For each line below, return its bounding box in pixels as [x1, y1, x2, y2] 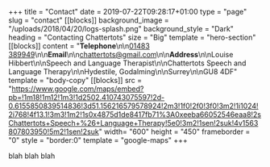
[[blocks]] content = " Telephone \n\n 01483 [8, 41, 151, 51]
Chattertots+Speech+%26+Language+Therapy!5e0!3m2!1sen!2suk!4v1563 [8, 119, 259, 127]
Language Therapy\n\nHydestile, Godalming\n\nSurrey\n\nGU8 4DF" [8, 67, 238, 76]
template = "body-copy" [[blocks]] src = [8, 76, 143, 85]
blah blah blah [8, 151, 56, 161]
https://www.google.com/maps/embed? [11, 84, 144, 94]
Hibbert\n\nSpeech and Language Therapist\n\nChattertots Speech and [8, 58, 247, 68]
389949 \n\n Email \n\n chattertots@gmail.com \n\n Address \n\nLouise [8, 50, 234, 59]
